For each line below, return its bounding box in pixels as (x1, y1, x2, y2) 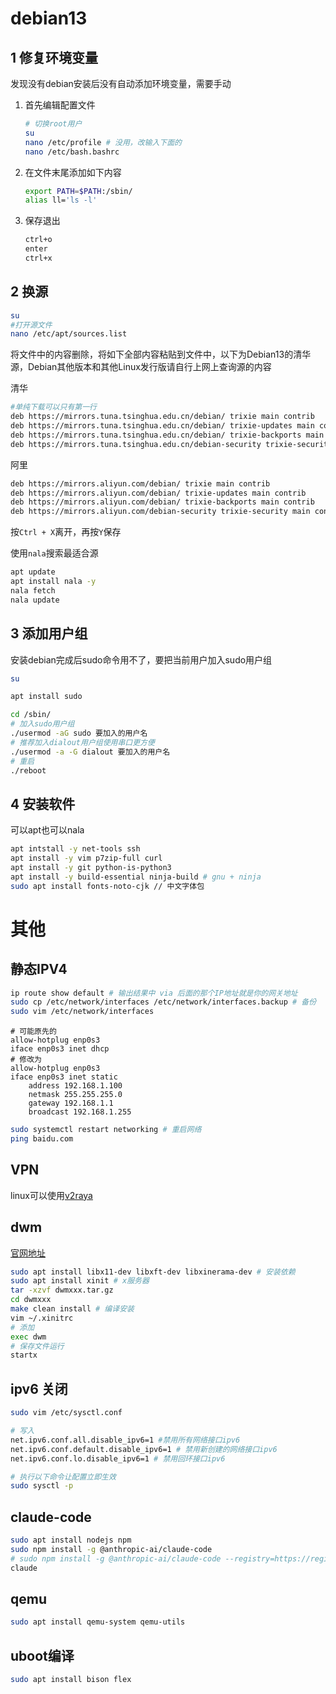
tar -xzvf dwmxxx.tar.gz (10, 1285, 114, 1296)
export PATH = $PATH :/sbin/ (24, 186, 133, 196)
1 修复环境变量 (10, 49, 99, 66)
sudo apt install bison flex (10, 1675, 132, 1685)
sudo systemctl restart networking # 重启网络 (10, 1125, 202, 1135)
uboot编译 (10, 1647, 75, 1664)
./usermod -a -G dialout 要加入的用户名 (10, 747, 171, 757)
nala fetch (10, 585, 56, 596)
